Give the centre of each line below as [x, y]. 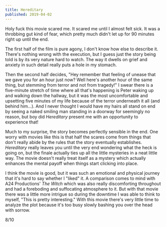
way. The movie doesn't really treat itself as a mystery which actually [76, 158]
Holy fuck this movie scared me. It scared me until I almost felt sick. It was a [83, 28]
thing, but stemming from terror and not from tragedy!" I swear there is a [79, 85]
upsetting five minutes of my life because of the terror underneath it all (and [83, 101]
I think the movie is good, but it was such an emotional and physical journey [83, 173]
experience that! [22, 122]
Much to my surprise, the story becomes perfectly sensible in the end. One [82, 131]
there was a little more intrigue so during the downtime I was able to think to [83, 194]
